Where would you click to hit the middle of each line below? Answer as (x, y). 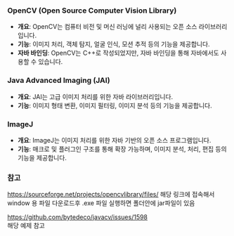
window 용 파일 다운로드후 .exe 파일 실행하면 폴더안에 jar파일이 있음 (101, 203)
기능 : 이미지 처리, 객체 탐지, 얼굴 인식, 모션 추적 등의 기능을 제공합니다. (113, 44)
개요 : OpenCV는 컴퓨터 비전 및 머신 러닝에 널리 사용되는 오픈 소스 (107, 27)
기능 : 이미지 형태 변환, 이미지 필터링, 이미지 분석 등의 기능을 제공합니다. (115, 105)
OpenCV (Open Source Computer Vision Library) (92, 11)
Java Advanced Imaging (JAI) (59, 81)
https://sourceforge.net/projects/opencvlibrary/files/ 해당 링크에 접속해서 (111, 195)
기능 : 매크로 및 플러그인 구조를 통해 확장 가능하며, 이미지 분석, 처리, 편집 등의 (122, 149)
